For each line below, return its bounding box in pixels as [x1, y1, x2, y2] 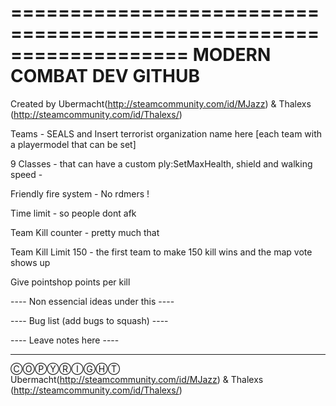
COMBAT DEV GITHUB [10, 65, 200, 88]
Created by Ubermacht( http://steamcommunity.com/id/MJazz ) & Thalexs [10, 97, 312, 110]
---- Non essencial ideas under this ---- [10, 295, 175, 307]
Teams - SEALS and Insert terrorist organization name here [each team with [10, 127, 323, 140]
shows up [10, 256, 51, 268]
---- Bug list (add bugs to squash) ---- [10, 314, 169, 326]
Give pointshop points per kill [10, 276, 131, 288]
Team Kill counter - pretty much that [10, 226, 160, 238]
